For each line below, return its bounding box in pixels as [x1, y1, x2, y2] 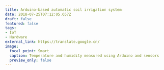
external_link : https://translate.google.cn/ [5, 39, 100, 44]
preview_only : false [9, 58, 52, 63]
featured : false [5, 21, 38, 26]
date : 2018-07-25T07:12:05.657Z [5, 12, 71, 17]
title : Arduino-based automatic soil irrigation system [5, 7, 122, 12]
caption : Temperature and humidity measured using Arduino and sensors [9, 53, 160, 58]
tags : [5, 26, 16, 31]
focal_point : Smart [9, 48, 50, 53]
